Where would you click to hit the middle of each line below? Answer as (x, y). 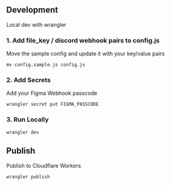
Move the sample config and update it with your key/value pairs (85, 53)
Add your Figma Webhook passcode (52, 93)
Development (32, 10)
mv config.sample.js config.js (46, 65)
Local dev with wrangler (36, 24)
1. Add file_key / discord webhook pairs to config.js (83, 40)
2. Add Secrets (29, 80)
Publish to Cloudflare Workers (44, 165)
